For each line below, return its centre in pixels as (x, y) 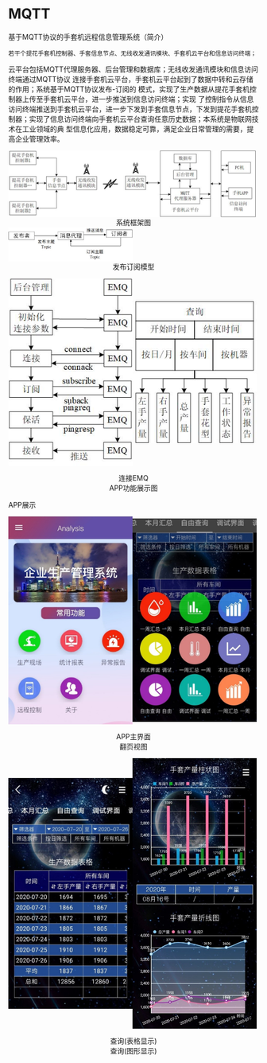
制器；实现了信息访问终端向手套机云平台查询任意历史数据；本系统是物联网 (130, 119)
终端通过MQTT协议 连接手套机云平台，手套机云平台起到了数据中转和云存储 (131, 79)
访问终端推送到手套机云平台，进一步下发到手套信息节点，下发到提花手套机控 (133, 109)
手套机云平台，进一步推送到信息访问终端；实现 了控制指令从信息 (148, 99)
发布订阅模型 (133, 267)
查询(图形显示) (133, 1051)
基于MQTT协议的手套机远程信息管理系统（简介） (88, 37)
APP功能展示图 (133, 488)
